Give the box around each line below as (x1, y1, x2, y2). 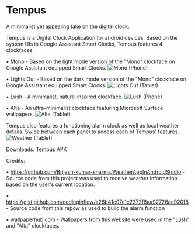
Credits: (6, 157, 25, 164)
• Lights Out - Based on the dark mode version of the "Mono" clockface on (6, 75, 187, 82)
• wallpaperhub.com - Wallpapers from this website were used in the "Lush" (6, 216, 190, 223)
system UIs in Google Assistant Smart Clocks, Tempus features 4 (6, 40, 163, 47)
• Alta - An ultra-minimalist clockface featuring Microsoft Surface (6, 104, 163, 111)
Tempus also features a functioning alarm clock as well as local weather (6, 122, 179, 129)
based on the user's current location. (6, 181, 95, 188)
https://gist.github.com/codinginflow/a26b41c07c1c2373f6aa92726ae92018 (6, 198, 189, 205)
